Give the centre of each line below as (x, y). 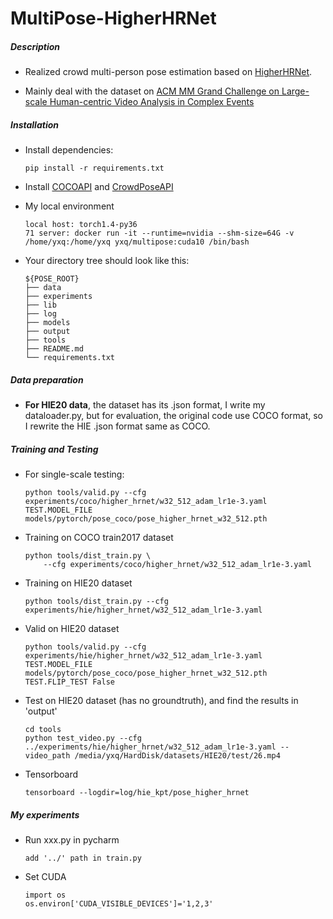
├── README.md (54, 349)
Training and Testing (54, 449)
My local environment (69, 206)
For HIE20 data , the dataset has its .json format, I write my (145, 405)
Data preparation (47, 379)
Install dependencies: (69, 150)
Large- (295, 91)
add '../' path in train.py (83, 858)
